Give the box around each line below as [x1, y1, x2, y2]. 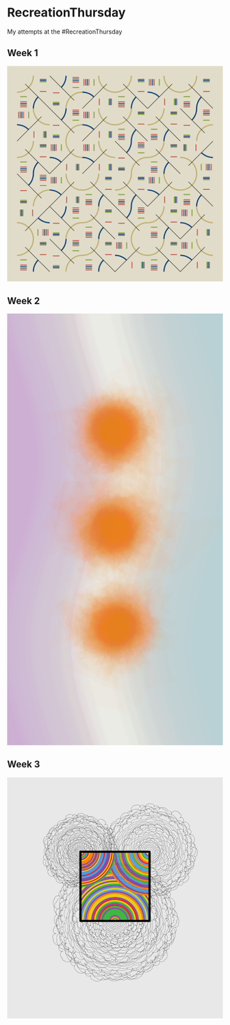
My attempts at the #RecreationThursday [7, 27, 123, 36]
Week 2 [7, 295, 40, 306]
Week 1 [7, 47, 38, 59]
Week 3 [7, 758, 40, 770]
